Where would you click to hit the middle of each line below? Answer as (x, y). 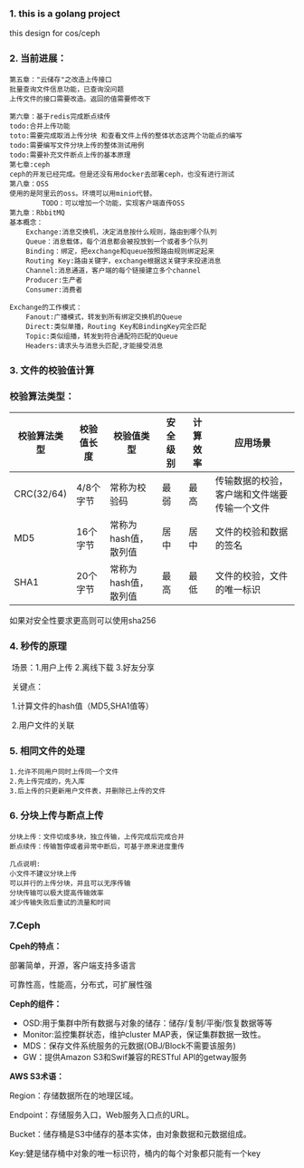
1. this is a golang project (65, 14)
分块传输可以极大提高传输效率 (57, 893)
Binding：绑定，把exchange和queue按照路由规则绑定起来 (120, 251)
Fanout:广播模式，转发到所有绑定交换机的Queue (104, 317)
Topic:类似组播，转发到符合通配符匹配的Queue (102, 336)
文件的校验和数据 (251, 531)
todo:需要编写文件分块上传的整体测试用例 (77, 145)
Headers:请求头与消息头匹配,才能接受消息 (95, 346)
